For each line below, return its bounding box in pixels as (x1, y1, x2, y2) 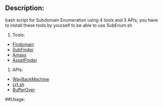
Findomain (12, 41, 34, 47)
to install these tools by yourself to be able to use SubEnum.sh (5, 22, 132, 28)
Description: (5, 4, 45, 12)
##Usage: (5, 96, 26, 102)
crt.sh (12, 81, 25, 87)
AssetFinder (12, 57, 37, 63)
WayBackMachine (12, 76, 50, 82)
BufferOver (12, 86, 35, 93)
